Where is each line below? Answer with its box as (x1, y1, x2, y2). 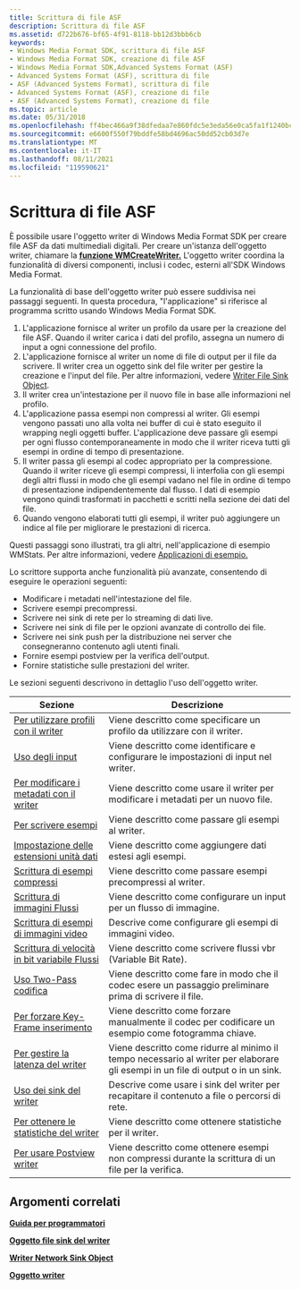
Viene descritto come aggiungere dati (108, 839, 267, 851)
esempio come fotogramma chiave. (108, 1027, 257, 1039)
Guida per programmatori (9, 1218, 105, 1229)
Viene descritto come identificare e (108, 739, 256, 752)
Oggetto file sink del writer (9, 1235, 111, 1246)
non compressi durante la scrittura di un (108, 1152, 276, 1165)
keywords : (9, 38, 46, 47)
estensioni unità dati (13, 850, 98, 863)
